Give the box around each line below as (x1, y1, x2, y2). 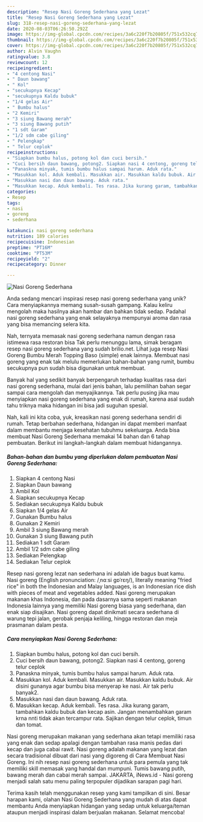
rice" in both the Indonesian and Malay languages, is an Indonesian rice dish (7, 583, 196, 590)
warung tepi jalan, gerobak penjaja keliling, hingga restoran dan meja (7, 615, 178, 623)
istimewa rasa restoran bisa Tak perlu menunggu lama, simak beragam (7, 339, 183, 346)
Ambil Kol (15, 488, 40, 495)
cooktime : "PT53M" (7, 250, 53, 256)
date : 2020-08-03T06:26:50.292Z (7, 25, 88, 32)
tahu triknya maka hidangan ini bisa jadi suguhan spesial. (7, 402, 148, 409)
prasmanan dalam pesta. (7, 621, 69, 629)
